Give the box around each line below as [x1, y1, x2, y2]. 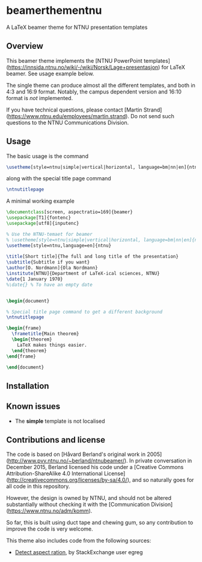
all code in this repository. [6, 483, 70, 490]
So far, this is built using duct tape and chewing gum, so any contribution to [6, 519, 194, 526]
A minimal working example [6, 197, 75, 205]
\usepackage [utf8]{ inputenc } [6, 221, 79, 227]
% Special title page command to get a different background [6, 309, 163, 315]
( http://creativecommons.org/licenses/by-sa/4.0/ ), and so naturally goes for [6, 476, 194, 484]
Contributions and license [6, 435, 105, 445]
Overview [6, 41, 44, 51]
